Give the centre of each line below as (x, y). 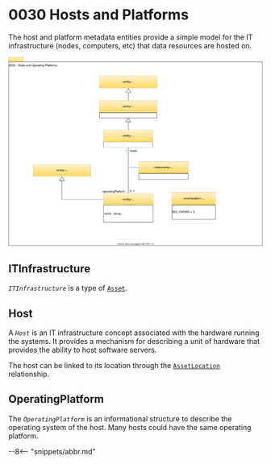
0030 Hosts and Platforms (99, 15)
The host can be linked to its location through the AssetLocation (114, 366)
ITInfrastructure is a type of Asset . (68, 288)
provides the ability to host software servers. (83, 350)
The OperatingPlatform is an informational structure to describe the (120, 418)
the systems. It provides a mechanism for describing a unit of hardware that (134, 342)
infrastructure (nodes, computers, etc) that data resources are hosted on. (130, 45)
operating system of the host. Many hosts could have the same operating (130, 427)
